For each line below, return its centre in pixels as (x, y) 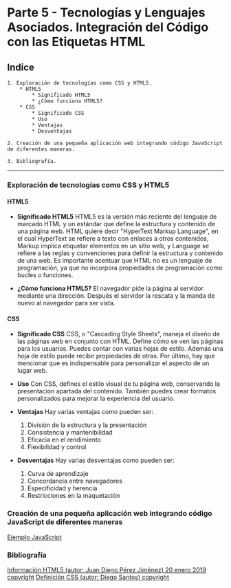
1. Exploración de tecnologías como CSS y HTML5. (80, 83)
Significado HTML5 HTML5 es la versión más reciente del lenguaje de (117, 217)
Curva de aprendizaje (58, 474)
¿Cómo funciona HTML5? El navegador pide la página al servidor (110, 288)
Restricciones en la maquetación (74, 496)
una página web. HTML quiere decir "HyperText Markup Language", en (118, 231)
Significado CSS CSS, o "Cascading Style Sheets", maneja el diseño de (118, 334)
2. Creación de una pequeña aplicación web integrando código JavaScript (115, 143)
